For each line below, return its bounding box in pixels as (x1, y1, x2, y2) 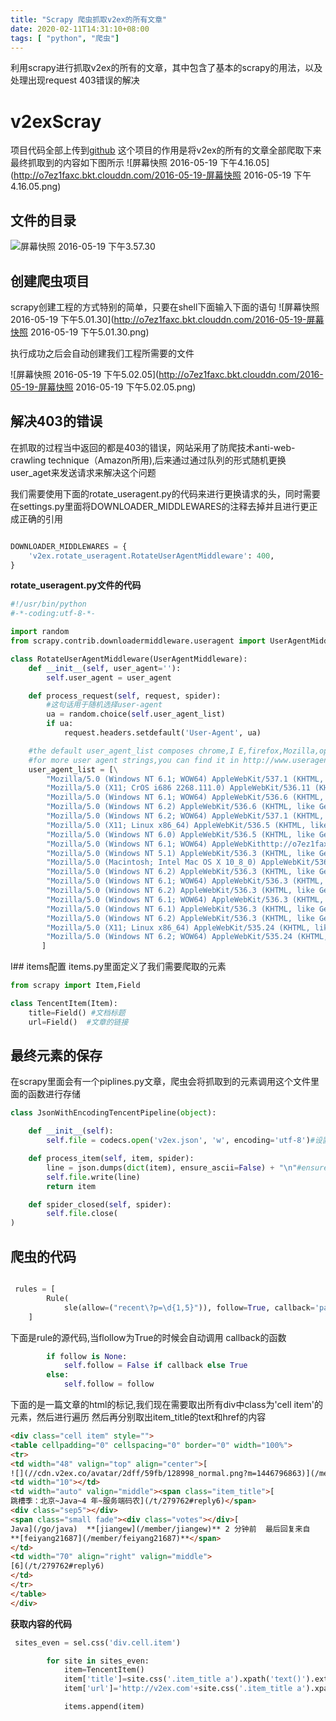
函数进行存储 (27, 1088, 81, 1100)
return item (46, 1181, 97, 1191)
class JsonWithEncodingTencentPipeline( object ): (10, 1108, 217, 1118)
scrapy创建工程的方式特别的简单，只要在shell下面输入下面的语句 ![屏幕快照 (10, 301, 320, 313)
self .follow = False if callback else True (63, 1361, 248, 1371)
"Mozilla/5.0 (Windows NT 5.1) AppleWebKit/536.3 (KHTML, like (46, 848, 315, 858)
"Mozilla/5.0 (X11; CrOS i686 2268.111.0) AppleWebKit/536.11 (46, 783, 311, 793)
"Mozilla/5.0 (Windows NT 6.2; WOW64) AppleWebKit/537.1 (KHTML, (46, 811, 325, 821)
